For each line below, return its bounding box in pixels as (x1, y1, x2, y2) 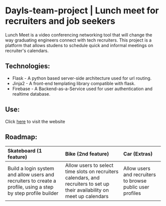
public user (123, 184, 150, 191)
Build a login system (7, 165, 54, 172)
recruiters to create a (7, 177, 56, 184)
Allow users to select (65, 162, 114, 169)
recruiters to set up (65, 181, 110, 188)
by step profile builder (7, 190, 59, 197)
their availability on (65, 187, 109, 194)
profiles (123, 190, 141, 197)
